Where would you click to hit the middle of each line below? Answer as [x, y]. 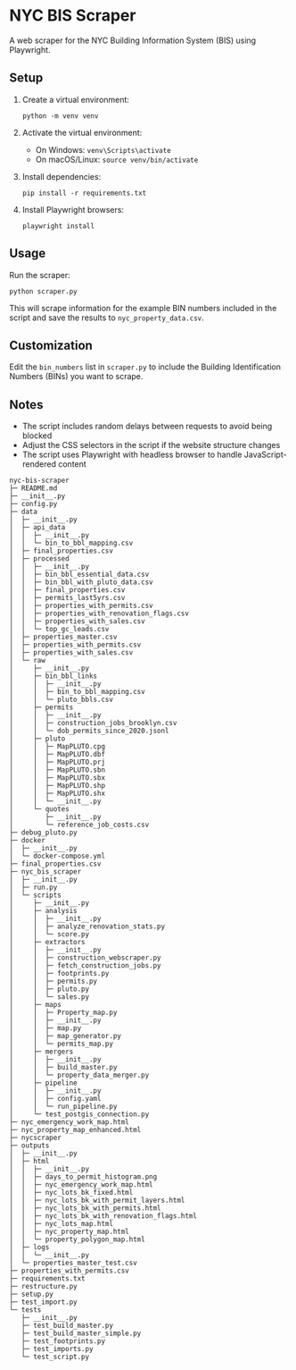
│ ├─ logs [29, 1247]
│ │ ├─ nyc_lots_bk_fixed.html [71, 1193]
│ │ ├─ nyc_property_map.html [69, 1232]
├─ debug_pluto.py [43, 833]
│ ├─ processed [39, 559]
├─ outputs [29, 1146]
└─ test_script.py [55, 1357]
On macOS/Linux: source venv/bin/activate [117, 159]
